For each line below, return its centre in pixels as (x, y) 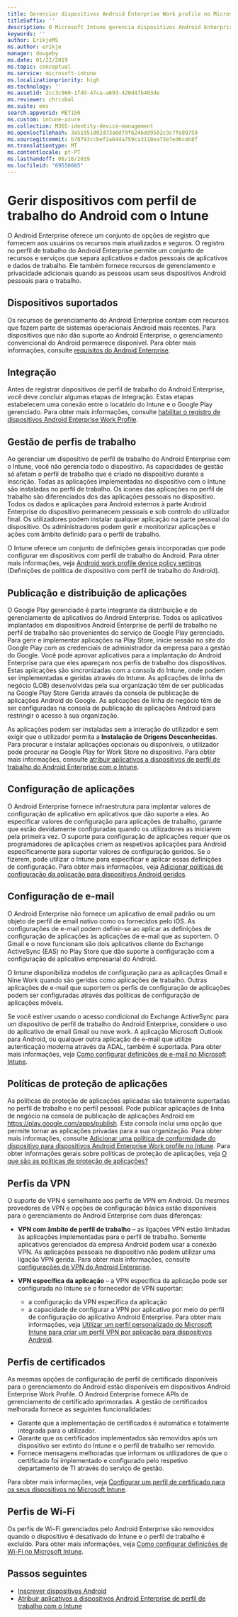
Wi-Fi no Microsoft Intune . (45, 1551)
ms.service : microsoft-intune (52, 73)
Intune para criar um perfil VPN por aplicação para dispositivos (120, 1332)
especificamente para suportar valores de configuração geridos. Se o (109, 851)
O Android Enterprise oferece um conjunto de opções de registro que (109, 235)
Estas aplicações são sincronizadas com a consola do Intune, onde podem (116, 670)
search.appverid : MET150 (44, 113)
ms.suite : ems (28, 106)
